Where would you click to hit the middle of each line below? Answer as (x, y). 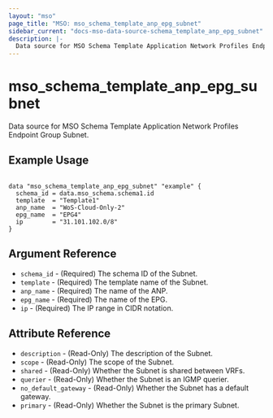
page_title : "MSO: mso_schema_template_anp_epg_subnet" (105, 24)
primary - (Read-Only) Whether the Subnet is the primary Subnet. (130, 405)
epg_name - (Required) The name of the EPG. (94, 299)
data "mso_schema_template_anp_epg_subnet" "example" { (105, 186)
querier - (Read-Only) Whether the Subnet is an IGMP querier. (124, 379)
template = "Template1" (58, 200)
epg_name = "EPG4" (49, 215)
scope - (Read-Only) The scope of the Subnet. (97, 362)
